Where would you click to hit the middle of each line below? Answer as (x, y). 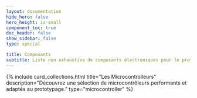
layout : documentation (34, 11)
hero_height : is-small (34, 22)
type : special (23, 44)
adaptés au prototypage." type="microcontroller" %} (70, 89)
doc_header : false (28, 33)
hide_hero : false (27, 17)
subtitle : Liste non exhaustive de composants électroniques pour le (93, 60)
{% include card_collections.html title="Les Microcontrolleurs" (81, 76)
